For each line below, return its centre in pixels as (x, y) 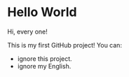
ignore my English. (44, 66)
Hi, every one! (27, 31)
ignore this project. (45, 58)
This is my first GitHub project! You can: (65, 45)
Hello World (42, 12)
